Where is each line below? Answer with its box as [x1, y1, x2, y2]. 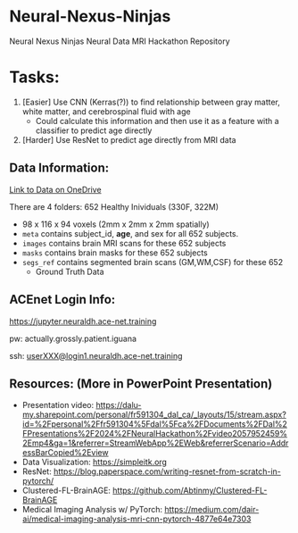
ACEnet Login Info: [9, 292, 116, 307]
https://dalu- [95, 400, 142, 411]
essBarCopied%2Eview [21, 447, 109, 458]
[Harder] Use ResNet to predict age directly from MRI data [21, 134, 236, 145]
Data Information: [9, 161, 110, 176]
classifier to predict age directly [35, 125, 153, 136]
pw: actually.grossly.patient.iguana [9, 333, 137, 344]
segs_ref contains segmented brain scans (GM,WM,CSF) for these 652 [21, 256, 284, 267]
